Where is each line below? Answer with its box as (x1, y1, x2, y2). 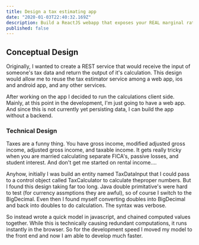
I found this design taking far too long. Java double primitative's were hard (6, 183, 188, 190)
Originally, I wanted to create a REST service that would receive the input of (6, 63, 191, 70)
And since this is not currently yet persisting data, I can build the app (6, 106, 174, 113)
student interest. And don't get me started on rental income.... (6, 159, 157, 166)
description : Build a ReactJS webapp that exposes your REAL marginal (6, 20, 184, 25)
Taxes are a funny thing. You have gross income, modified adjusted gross (6, 140, 185, 147)
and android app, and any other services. (6, 82, 107, 89)
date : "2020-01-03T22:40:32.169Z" (6, 14, 92, 20)
